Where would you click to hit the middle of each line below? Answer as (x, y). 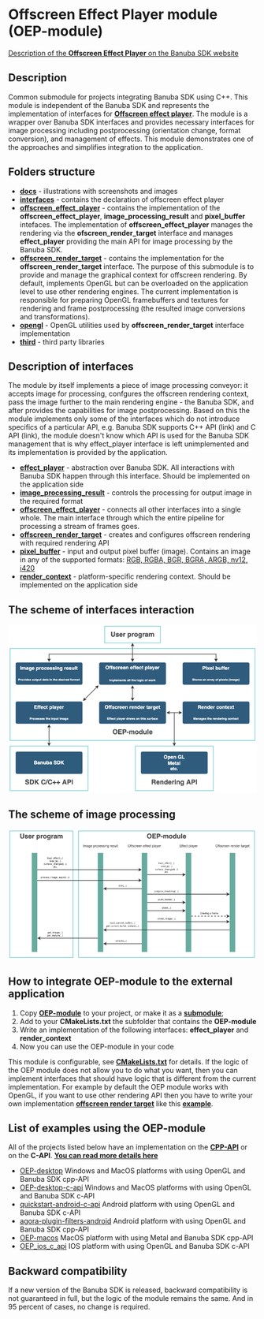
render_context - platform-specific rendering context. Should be (125, 576)
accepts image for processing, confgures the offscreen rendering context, (129, 394)
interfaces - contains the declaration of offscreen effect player (122, 199)
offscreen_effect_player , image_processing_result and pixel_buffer (132, 216)
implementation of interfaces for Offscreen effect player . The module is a (128, 114)
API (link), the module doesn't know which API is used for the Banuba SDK (129, 436)
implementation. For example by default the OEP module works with (118, 1086)
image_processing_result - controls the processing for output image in (136, 493)
